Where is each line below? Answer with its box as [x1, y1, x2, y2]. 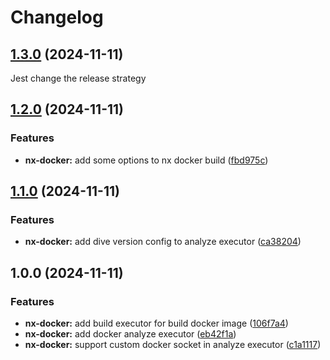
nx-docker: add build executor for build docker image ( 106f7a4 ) [24, 317, 289, 330]
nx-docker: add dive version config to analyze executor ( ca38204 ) [24, 236, 302, 248]
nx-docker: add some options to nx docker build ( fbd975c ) [24, 154, 269, 166]
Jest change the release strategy [10, 72, 147, 84]
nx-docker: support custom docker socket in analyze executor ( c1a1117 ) [24, 339, 322, 351]
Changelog [10, 6, 104, 29]
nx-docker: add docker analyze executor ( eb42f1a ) [24, 328, 237, 340]
